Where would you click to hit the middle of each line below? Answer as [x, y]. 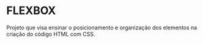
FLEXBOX [31, 11]
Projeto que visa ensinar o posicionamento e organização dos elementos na [102, 28]
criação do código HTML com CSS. [51, 34]
